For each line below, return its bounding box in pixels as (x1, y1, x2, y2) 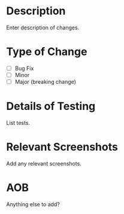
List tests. (6, 120, 31, 126)
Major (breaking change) (14, 78, 77, 85)
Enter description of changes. (6, 24, 80, 31)
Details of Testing (6, 100, 96, 113)
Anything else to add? (6, 200, 60, 207)
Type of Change (6, 45, 87, 59)
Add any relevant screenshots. (6, 160, 82, 167)
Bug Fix (14, 65, 34, 72)
